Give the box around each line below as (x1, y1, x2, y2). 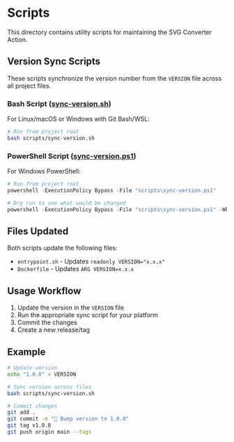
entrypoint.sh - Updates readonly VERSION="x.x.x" (17, 257, 166, 266)
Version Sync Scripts (7, 56, 101, 68)
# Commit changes (7, 402, 58, 409)
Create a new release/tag (17, 326, 91, 334)
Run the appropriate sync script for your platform (17, 311, 159, 319)
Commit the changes (17, 319, 78, 327)
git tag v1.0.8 (7, 422, 52, 429)
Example (7, 346, 46, 358)
